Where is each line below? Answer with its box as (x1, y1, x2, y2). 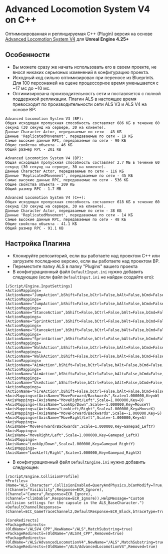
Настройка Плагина (5, 239, 71, 248)
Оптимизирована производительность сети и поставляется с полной (12, 90, 161, 96)
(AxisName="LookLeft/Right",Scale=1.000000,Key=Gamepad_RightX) (5, 450, 142, 455)
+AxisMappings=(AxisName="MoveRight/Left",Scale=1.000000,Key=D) (5, 397, 144, 403)
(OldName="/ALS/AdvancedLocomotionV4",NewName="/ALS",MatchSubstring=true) (5, 539, 166, 544)
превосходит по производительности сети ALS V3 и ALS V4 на (12, 101, 147, 107)
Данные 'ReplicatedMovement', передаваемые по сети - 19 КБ (5, 134, 133, 139)
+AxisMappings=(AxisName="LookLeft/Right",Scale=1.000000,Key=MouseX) (5, 406, 155, 411)
